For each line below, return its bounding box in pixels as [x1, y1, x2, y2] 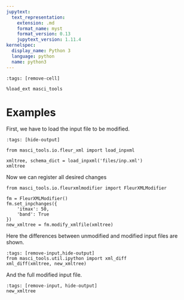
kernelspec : [6, 43, 36, 49]
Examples [6, 105, 56, 119]
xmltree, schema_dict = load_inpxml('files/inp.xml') [6, 158, 143, 164]
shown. [6, 239, 24, 246]
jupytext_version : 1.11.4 [17, 37, 82, 43]
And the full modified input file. [6, 271, 82, 278]
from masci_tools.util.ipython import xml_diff [6, 256, 127, 262]
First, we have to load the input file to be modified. [6, 125, 130, 132]
